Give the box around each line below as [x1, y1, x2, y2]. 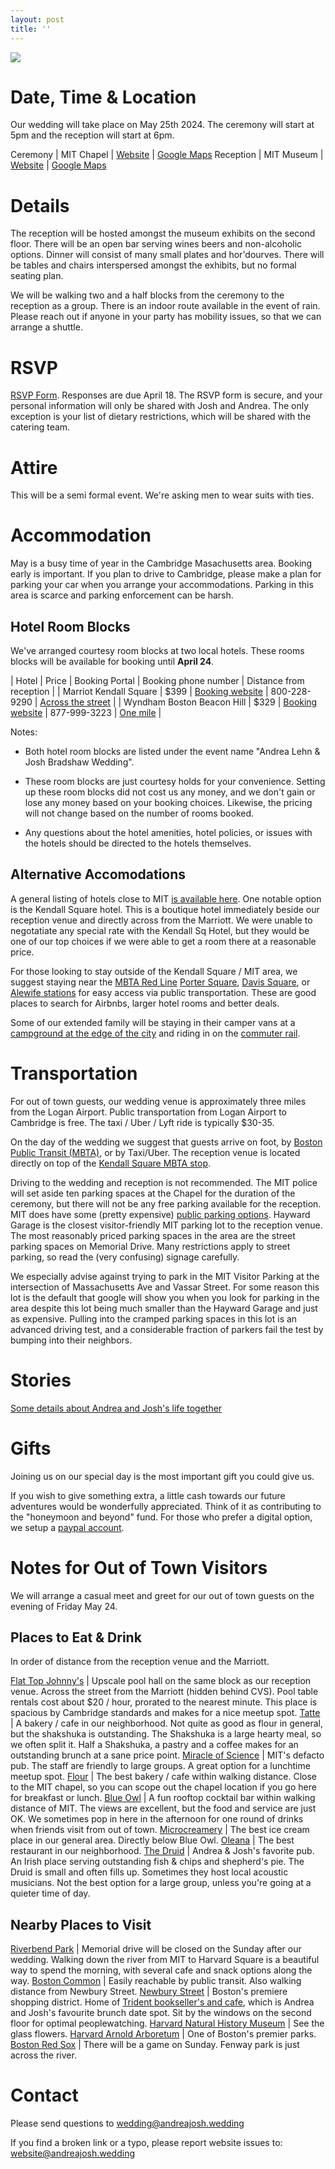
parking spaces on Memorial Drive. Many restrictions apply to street [10, 1240, 291, 1252]
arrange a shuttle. [10, 321, 83, 333]
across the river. [10, 2049, 77, 2061]
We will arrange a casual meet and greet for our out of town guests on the [10, 1589, 315, 1601]
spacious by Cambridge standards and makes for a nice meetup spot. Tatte [10, 1707, 321, 1719]
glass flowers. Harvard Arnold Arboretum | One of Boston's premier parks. [10, 2028, 317, 2040]
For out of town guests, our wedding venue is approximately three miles [10, 1095, 307, 1107]
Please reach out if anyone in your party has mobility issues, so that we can [10, 311, 322, 323]
